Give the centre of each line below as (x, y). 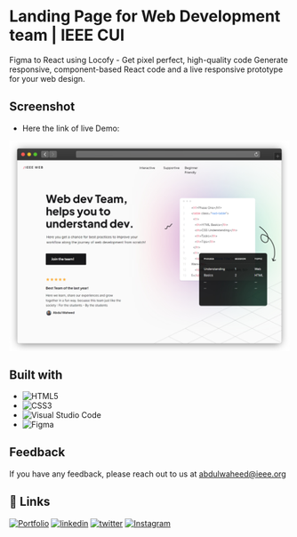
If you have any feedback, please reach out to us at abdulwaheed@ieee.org (148, 474)
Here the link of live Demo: (71, 128)
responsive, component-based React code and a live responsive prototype (146, 69)
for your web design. (48, 78)
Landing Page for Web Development (145, 16)
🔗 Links (30, 502)
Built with (36, 375)
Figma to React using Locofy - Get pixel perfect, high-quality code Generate (149, 60)
